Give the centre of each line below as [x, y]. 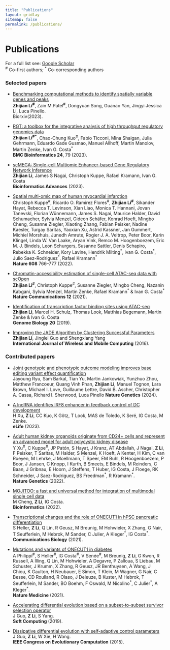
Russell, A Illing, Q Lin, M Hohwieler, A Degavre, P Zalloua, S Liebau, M [86, 561]
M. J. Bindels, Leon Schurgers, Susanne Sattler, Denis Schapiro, [79, 246]
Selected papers [26, 83]
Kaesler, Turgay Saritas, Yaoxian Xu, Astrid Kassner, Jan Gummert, [82, 229]
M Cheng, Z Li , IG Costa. [38, 502]
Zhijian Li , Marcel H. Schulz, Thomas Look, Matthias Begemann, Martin [87, 312]
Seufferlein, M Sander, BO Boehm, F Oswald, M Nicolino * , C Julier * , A [85, 583]
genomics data [28, 131]
